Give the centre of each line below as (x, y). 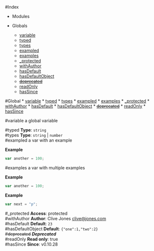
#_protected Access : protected (36, 213)
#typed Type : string (26, 130)
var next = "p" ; (21, 204)
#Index (12, 7)
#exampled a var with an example (39, 140)
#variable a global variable (31, 121)
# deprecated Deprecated (31, 234)
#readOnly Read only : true (31, 239)
